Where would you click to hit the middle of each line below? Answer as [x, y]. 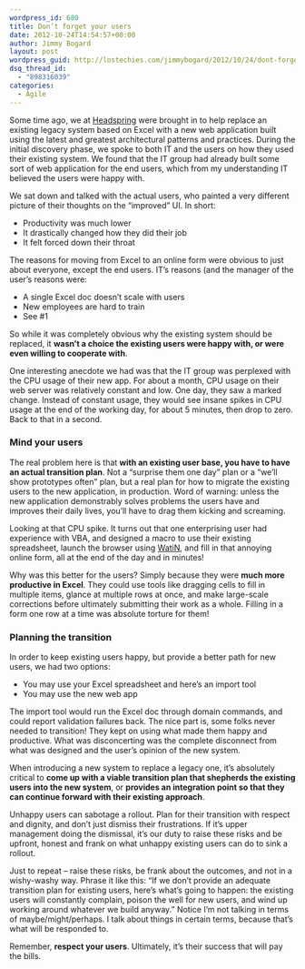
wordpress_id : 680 [44, 18]
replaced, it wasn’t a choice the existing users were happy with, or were [147, 343]
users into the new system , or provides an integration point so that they [147, 787]
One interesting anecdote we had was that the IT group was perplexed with [150, 370]
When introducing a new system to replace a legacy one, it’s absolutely [142, 768]
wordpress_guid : [40, 60]
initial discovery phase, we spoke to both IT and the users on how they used [152, 149]
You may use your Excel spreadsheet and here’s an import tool [139, 684]
